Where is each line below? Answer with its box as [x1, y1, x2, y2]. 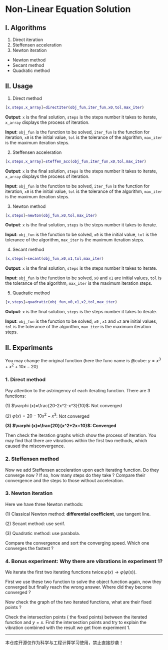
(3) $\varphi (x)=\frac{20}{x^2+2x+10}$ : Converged [5, 423, 116, 429]
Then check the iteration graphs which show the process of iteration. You [5, 432, 156, 438]
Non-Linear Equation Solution [5, 3, 131, 15]
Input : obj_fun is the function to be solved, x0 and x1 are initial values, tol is [5, 275, 161, 281]
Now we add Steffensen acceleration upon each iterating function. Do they [5, 467, 159, 473]
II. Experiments [5, 343, 53, 352]
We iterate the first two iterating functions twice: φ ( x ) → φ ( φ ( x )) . [5, 569, 137, 575]
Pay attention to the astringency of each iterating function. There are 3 [5, 387, 150, 393]
